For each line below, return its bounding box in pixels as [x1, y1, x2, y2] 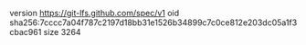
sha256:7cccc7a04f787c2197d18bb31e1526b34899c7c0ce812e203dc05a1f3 [9, 17, 298, 28]
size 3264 [43, 27, 81, 37]
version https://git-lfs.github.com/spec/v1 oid [9, 8, 180, 18]
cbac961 [9, 27, 42, 37]
